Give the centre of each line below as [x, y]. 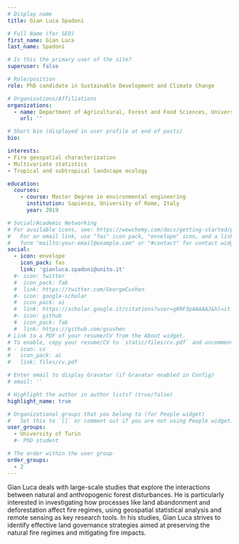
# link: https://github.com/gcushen [70, 329]
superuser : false [33, 66]
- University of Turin [47, 434]
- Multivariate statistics [47, 164]
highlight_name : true [39, 401]
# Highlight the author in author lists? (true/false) [90, 394]
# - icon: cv [27, 349]
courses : [27, 190]
